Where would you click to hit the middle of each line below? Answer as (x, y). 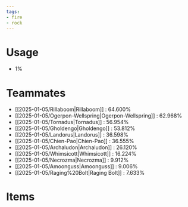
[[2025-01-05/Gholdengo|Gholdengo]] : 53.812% (75, 128)
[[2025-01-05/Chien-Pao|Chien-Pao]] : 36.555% (74, 141)
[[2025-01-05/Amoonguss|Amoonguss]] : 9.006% (76, 166)
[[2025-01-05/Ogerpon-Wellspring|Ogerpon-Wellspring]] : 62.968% (98, 116)
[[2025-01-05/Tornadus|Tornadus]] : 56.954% (72, 122)
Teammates (36, 93)
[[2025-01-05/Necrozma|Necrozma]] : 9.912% (72, 160)
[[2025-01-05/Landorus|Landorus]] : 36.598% (72, 135)
